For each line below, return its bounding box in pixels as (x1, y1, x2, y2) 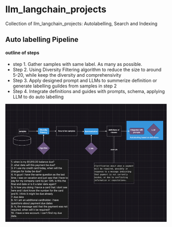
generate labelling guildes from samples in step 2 (12, 83, 117, 89)
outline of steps (5, 50, 39, 56)
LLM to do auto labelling (12, 94, 64, 100)
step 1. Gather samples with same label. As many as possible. (12, 61, 142, 67)
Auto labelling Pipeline (5, 35, 79, 44)
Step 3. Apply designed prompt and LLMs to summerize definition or (12, 77, 157, 83)
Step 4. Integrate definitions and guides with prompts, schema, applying (12, 88, 165, 94)
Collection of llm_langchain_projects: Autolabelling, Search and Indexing (5, 20, 158, 27)
